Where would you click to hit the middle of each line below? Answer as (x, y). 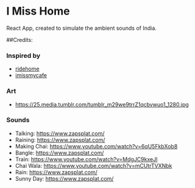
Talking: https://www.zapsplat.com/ (60, 133)
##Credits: (19, 40)
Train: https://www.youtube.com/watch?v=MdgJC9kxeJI (86, 159)
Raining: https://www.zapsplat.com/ (60, 140)
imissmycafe (31, 75)
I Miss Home (38, 11)
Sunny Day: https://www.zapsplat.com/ (64, 178)
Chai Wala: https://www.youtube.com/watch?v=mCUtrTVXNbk (94, 165)
